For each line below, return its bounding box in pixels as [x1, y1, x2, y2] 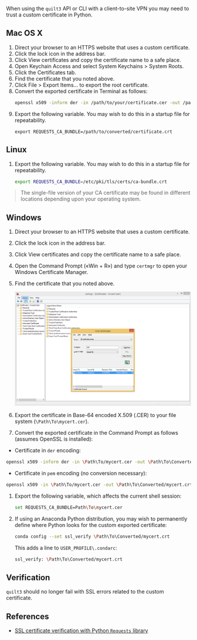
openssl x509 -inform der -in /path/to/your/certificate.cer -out [14, 99, 181, 105]
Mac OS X [6, 28, 43, 38]
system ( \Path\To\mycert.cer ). [14, 418, 89, 425]
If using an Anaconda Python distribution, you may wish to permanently [14, 515, 188, 522]
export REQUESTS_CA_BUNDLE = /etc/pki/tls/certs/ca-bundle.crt [14, 179, 168, 185]
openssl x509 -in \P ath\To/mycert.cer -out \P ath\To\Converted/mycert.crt [6, 482, 193, 488]
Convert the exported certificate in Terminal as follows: [14, 88, 148, 95]
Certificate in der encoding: [14, 447, 81, 454]
